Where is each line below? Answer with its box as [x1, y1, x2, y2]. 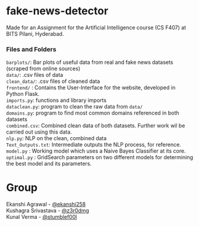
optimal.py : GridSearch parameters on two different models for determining [6, 154, 193, 161]
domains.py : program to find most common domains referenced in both [6, 109, 179, 117]
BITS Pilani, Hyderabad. [6, 30, 64, 37]
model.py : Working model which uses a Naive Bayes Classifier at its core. [6, 147, 186, 154]
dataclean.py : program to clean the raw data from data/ [6, 103, 143, 110]
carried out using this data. [6, 128, 72, 135]
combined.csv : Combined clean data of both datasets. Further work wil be [6, 122, 185, 129]
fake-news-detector [6, 4, 109, 18]
